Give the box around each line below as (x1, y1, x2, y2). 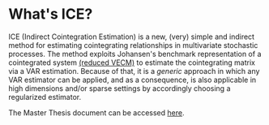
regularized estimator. (8, 92, 82, 101)
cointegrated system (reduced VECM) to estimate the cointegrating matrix (8, 58, 255, 67)
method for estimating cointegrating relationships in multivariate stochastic (8, 40, 258, 50)
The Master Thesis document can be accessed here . (8, 107, 185, 118)
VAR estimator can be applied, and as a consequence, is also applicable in (8, 75, 257, 84)
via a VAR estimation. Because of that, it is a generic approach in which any (8, 66, 260, 75)
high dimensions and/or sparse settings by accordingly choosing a (8, 83, 231, 93)
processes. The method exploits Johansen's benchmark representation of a (8, 49, 262, 58)
